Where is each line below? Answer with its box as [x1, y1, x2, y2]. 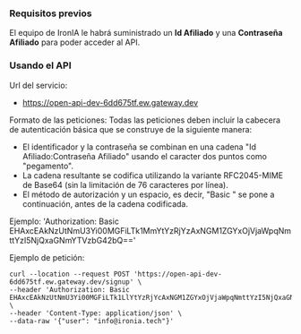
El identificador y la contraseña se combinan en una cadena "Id [21, 141, 257, 152]
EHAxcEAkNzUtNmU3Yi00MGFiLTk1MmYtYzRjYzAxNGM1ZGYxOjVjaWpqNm [9, 225, 292, 236]
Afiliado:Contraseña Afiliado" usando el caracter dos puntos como [21, 150, 267, 161]
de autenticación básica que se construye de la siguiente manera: [9, 124, 253, 134]
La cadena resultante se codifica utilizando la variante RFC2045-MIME [21, 169, 284, 181]
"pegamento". [21, 160, 74, 171]
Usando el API [9, 59, 72, 72]
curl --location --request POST [9, 270, 130, 278]
